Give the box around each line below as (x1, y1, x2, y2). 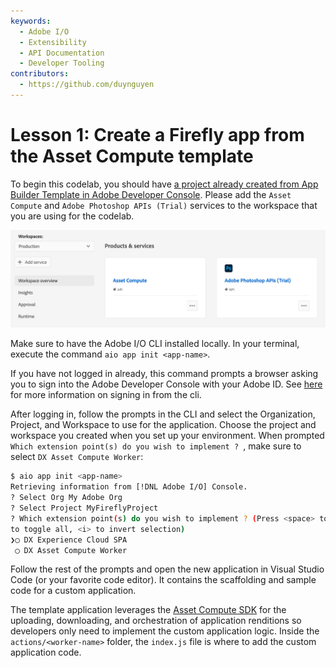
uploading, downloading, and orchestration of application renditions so (10, 615, 302, 627)
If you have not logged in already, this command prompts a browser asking (10, 368, 319, 380)
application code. (10, 646, 82, 659)
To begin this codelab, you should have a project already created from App (10, 178, 319, 190)
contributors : (10, 69, 70, 79)
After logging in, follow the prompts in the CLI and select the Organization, (10, 408, 316, 420)
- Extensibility (19, 37, 87, 47)
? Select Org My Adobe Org (10, 493, 123, 503)
